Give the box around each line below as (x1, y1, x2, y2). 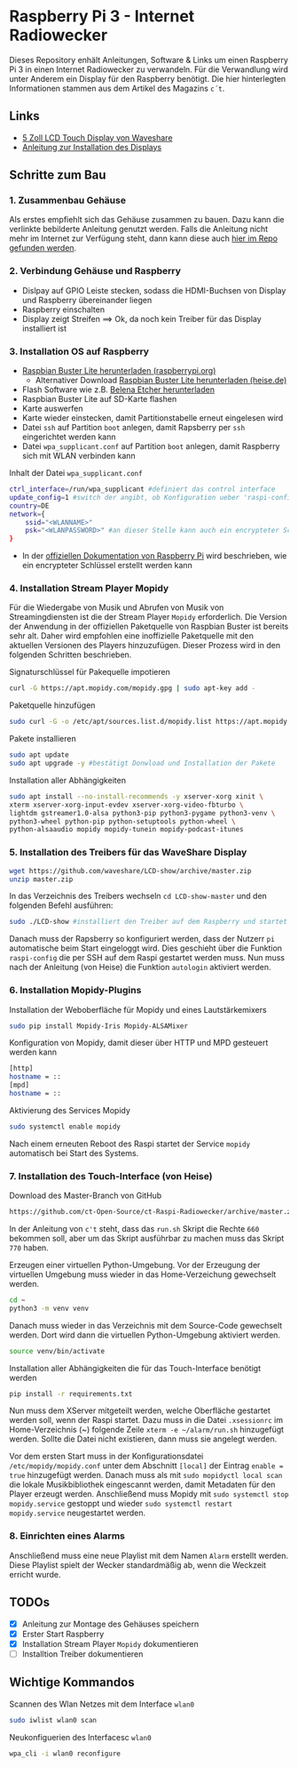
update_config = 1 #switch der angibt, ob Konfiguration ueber (9, 493, 240, 502)
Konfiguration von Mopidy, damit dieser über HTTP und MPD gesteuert (9, 1038, 269, 1048)
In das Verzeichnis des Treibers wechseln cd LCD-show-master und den (9, 891, 268, 902)
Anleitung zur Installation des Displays (21, 141, 162, 152)
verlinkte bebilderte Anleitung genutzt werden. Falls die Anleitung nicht (9, 224, 269, 235)
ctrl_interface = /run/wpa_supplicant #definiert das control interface (9, 485, 276, 494)
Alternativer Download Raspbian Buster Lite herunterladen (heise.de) (35, 375, 287, 386)
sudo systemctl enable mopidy (9, 1122, 122, 1131)
